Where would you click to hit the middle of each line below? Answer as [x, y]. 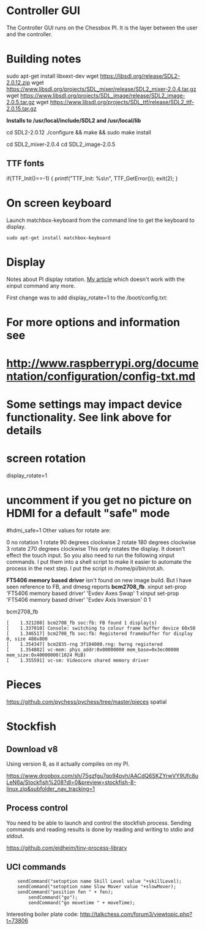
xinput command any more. [41, 285]
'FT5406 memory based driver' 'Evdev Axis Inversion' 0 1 [79, 600]
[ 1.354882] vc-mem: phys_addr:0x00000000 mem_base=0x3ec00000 [93, 650]
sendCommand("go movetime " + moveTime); [82, 902]
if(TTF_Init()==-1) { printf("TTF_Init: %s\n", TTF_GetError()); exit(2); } [92, 178]
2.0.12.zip [18, 82]
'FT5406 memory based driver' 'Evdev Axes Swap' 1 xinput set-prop [93, 593]
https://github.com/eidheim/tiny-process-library [67, 848]
